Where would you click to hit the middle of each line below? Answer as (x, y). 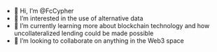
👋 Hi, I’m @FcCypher (44, 11)
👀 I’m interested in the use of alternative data (78, 18)
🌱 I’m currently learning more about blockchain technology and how (112, 26)
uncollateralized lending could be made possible (84, 33)
